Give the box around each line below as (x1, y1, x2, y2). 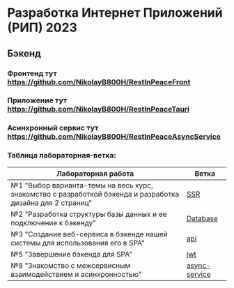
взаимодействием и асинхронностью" (10, 269, 142, 279)
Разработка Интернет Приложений (7, 5, 223, 21)
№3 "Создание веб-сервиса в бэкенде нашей (10, 229, 169, 238)
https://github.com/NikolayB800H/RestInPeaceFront (7, 77, 191, 86)
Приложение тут (7, 96, 68, 105)
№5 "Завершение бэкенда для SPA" (10, 249, 133, 259)
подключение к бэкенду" (10, 218, 96, 227)
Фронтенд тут (7, 68, 57, 78)
